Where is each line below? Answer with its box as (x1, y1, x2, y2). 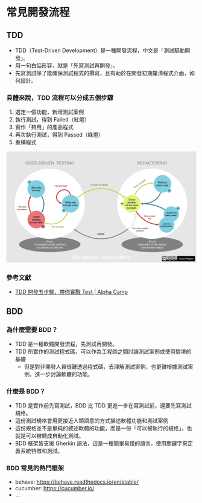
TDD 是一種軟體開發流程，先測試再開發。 (14, 340, 118, 348)
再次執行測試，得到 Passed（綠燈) (14, 131, 101, 138)
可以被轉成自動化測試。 (25, 432, 84, 440)
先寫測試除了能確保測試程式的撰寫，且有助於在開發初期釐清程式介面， (14, 70, 190, 76)
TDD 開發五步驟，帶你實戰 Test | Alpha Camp (14, 288, 128, 296)
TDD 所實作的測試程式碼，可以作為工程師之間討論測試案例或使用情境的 (14, 348, 192, 355)
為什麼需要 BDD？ (6, 325, 58, 334)
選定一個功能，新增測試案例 (14, 108, 84, 115)
